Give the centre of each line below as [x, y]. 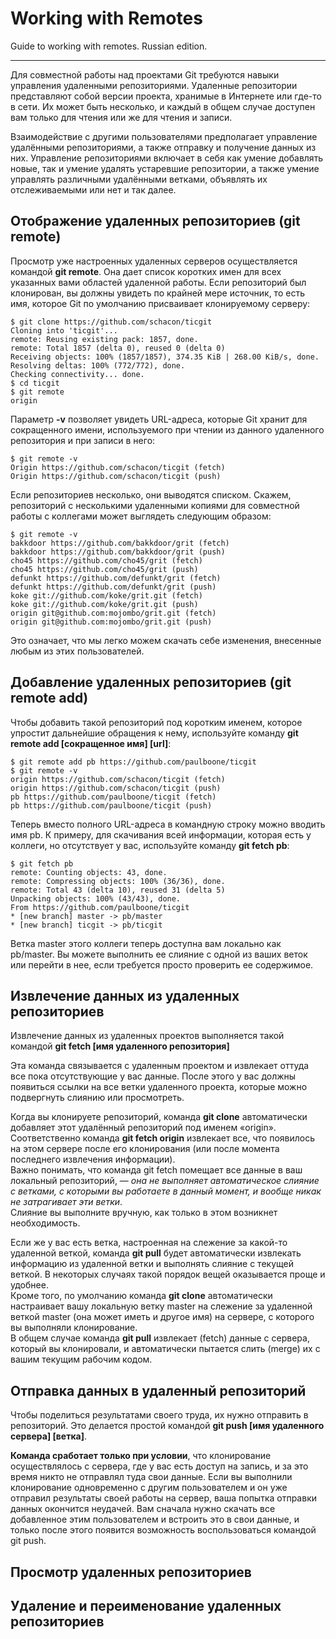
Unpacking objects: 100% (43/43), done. [96, 898]
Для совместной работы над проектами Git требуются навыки [145, 74]
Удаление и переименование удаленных [146, 1605]
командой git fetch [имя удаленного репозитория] [120, 1046]
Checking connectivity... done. [77, 374]
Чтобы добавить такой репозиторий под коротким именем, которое [156, 722]
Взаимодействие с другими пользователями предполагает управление [164, 136]
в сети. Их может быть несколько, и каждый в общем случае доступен [163, 106]
